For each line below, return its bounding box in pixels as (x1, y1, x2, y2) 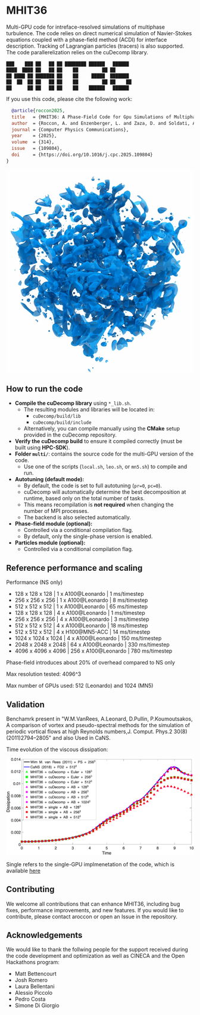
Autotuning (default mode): (14, 476, 85, 483)
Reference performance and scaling (6, 562, 143, 573)
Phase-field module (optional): (14, 520, 93, 527)
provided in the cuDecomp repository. (23, 431, 117, 439)
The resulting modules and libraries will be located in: (23, 406, 155, 413)
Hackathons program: (6, 959, 60, 966)
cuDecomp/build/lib (32, 413, 82, 420)
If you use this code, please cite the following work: (6, 95, 133, 102)
